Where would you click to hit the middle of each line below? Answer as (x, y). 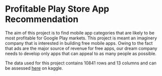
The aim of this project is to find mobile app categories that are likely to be (80, 33)
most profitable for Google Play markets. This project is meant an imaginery (81, 38)
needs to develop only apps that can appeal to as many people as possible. (81, 53)
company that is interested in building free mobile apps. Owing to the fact (79, 43)
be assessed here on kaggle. (34, 68)
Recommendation (42, 19)
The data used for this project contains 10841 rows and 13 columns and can (81, 63)
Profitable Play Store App (57, 9)
